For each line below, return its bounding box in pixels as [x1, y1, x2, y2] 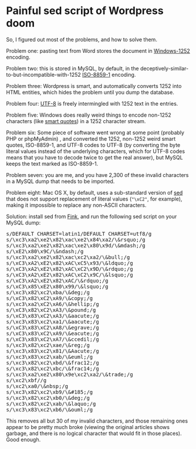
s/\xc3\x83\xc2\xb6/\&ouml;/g [6, 406, 93, 413]
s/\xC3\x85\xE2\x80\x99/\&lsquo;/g [6, 283, 109, 290]
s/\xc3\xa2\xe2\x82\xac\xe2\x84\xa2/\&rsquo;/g [6, 236, 146, 243]
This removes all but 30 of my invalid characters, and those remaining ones [6, 417, 188, 424]
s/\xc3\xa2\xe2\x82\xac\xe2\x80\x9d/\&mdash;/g [6, 242, 146, 249]
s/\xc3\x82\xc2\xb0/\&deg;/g [6, 394, 90, 401]
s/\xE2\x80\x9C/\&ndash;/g [6, 248, 84, 254]
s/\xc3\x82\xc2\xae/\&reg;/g [6, 342, 90, 348]
